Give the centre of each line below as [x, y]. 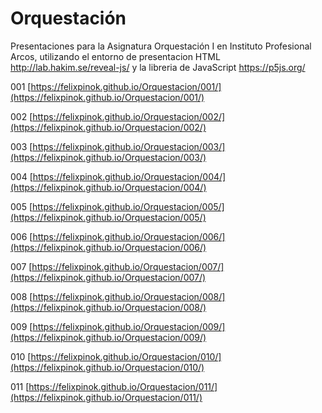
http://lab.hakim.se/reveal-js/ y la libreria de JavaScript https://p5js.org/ [158, 67]
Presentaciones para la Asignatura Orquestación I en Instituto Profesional [161, 46]
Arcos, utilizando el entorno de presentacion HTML [115, 56]
